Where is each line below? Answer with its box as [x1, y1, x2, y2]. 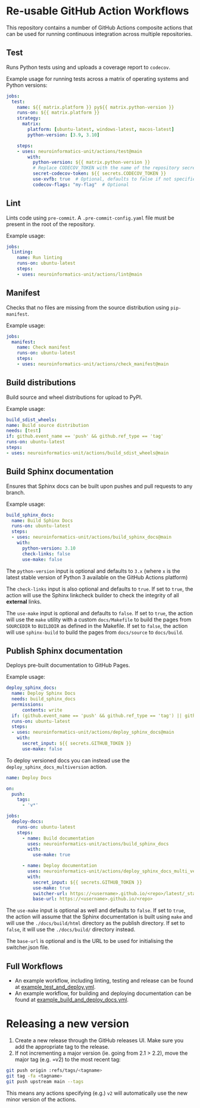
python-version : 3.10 [21, 545, 76, 551]
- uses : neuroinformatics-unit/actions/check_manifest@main [17, 361, 169, 367]
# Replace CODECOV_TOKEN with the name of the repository [32, 165, 180, 171]
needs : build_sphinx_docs [11, 696, 76, 702]
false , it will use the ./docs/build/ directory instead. [6, 926, 136, 933]
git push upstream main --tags [6, 1078, 84, 1085]
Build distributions [6, 378, 76, 388]
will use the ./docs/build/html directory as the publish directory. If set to [6, 920, 185, 927]
